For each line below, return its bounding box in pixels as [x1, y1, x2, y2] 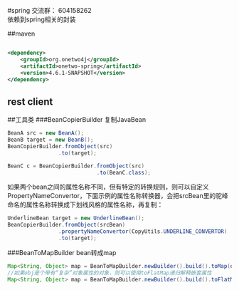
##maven [7, 29, 36, 38]
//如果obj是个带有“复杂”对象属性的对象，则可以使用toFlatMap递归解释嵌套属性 [7, 269, 212, 276]
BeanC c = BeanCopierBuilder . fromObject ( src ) [7, 162, 144, 170]
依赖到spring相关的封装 [7, 15, 76, 24]
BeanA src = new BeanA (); [7, 130, 84, 137]
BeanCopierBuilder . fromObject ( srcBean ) [7, 222, 126, 229]
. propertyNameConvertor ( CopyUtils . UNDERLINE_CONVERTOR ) [58, 228, 228, 235]
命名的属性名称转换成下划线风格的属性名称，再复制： [7, 200, 164, 209]
